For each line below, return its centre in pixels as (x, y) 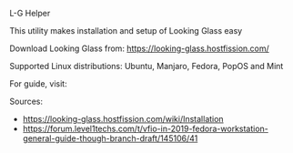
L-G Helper (30, 13)
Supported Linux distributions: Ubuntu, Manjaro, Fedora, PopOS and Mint (146, 66)
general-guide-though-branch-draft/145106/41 (110, 138)
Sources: (26, 101)
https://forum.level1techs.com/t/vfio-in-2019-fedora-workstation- (145, 128)
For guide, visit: (38, 84)
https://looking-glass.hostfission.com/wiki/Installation (123, 119)
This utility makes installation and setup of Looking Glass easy (126, 31)
